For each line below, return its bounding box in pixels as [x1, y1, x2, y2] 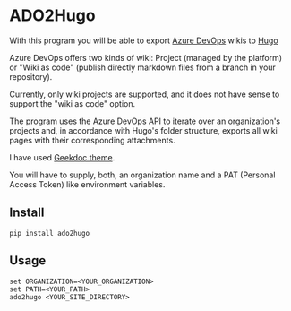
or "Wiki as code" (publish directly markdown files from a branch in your [9, 62, 276, 73]
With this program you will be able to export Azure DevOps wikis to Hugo [9, 35, 279, 46]
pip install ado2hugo [9, 229, 90, 238]
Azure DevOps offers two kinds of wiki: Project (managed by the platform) [9, 52, 283, 63]
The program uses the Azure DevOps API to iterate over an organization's [9, 116, 280, 126]
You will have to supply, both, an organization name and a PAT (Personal [9, 169, 276, 180]
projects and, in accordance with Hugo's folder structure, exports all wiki [9, 125, 278, 135]
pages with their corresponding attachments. [9, 134, 176, 145]
